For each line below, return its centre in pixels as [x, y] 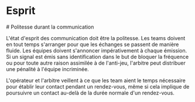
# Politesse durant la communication [50, 27]
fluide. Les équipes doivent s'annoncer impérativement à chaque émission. [97, 50]
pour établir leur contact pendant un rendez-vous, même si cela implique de [98, 86]
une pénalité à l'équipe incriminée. [47, 69]
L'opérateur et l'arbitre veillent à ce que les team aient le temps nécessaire [96, 80]
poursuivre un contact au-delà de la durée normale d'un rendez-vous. [90, 93]
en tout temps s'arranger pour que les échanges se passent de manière [93, 44]
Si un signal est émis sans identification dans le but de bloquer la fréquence [97, 57]
